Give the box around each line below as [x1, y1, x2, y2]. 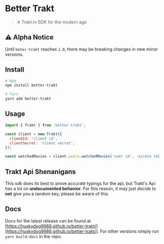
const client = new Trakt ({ [5, 131, 62, 137]
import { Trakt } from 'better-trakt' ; [5, 122, 86, 127]
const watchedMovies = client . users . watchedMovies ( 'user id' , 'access [5, 154, 152, 159]
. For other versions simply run [97, 228, 159, 234]
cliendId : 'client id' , [9, 136, 58, 141]
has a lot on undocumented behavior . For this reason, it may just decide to [5, 185, 156, 191]
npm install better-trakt [5, 83, 58, 88]
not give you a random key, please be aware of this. [5, 191, 109, 197]
